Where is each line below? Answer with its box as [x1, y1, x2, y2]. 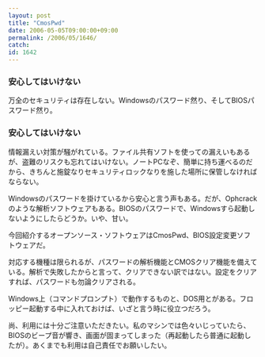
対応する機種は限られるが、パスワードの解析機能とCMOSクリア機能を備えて [8, 257, 258, 267]
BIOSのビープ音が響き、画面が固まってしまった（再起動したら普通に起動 [8, 330, 244, 340]
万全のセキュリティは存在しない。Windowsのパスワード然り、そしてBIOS [8, 96, 248, 106]
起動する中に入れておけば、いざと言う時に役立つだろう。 [28, 303, 215, 313]
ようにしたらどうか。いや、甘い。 [21, 213, 133, 223]
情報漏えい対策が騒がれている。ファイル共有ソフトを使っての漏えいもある [8, 147, 251, 156]
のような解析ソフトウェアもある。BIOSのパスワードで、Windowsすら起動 [8, 203, 249, 213]
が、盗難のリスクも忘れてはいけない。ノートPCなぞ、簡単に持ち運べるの [8, 156, 247, 167]
